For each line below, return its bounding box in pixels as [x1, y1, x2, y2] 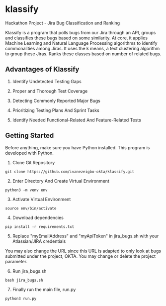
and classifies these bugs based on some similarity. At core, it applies [5, 35, 148, 41]
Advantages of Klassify [5, 65, 80, 74]
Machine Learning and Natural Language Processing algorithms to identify [5, 40, 158, 46]
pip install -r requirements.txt [5, 224, 75, 229]
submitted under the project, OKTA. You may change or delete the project [5, 253, 156, 259]
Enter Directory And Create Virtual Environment [12, 178, 109, 184]
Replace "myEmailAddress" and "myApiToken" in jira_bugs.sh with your [12, 233, 159, 239]
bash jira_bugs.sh [5, 278, 43, 283]
